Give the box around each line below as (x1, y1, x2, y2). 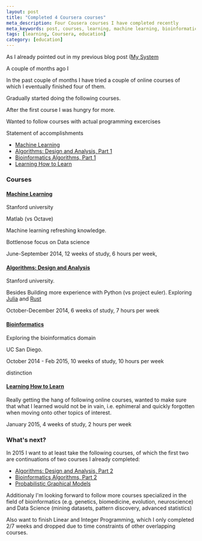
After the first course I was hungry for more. (6, 106, 115, 113)
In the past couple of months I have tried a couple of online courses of (6, 76, 180, 84)
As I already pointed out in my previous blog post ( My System (6, 53, 159, 60)
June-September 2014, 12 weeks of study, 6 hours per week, (6, 250, 158, 257)
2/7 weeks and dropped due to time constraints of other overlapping (6, 522, 176, 530)
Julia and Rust (6, 295, 41, 302)
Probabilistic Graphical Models (14, 480, 91, 488)
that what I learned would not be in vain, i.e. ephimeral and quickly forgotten (6, 402, 195, 409)
